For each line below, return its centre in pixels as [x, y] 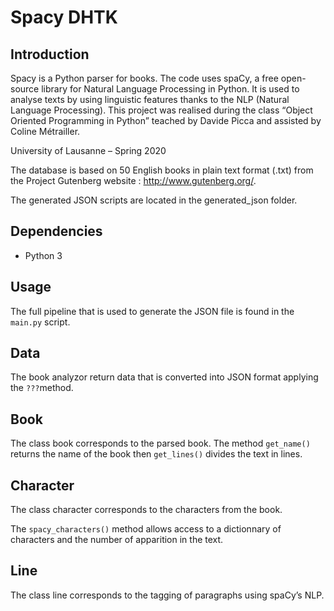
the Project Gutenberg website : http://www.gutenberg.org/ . [133, 180]
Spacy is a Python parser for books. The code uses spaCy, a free [144, 78]
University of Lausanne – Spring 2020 [88, 150]
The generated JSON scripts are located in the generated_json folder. [154, 200]
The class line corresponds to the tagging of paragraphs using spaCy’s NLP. [167, 595]
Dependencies [56, 231]
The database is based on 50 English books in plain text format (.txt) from [162, 170]
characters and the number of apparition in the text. [117, 540]
